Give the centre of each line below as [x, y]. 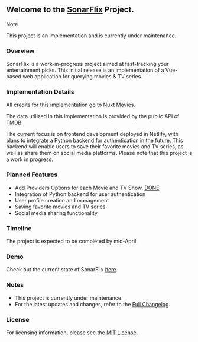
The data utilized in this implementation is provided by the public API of [93, 116]
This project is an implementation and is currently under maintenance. [91, 36]
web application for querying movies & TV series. [83, 77]
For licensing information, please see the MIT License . [72, 332]
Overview [20, 51]
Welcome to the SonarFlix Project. [70, 10]
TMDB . [14, 123]
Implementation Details [40, 92]
